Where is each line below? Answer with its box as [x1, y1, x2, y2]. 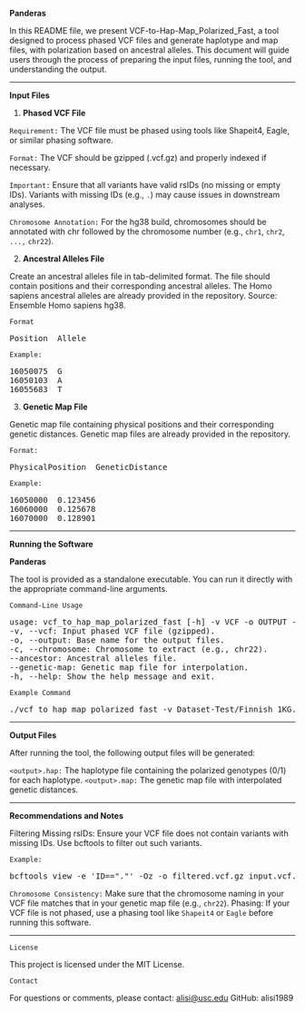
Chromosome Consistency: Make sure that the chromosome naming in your [9, 889, 284, 899]
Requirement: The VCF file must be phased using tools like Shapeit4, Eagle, [9, 125, 290, 135]
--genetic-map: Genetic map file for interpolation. [9, 663, 250, 673]
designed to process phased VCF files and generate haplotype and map [9, 35, 279, 45]
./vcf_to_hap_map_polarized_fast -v [9, 704, 172, 714]
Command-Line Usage [9, 601, 84, 610]
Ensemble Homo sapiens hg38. [9, 300, 126, 310]
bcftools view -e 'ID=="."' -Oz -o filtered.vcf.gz [9, 871, 245, 881]
